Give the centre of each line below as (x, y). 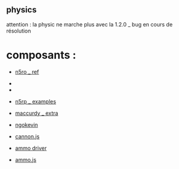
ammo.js (26, 159)
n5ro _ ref (27, 72)
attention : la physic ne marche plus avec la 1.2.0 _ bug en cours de (89, 24)
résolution (19, 31)
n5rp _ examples (35, 101)
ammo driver (31, 148)
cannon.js (27, 136)
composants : (41, 55)
